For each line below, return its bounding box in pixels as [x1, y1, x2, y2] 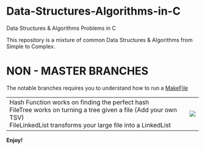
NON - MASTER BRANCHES [6, 64, 149, 78]
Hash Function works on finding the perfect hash [9, 98, 149, 106]
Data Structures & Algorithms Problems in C [6, 24, 117, 32]
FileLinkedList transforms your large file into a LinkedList [9, 121, 171, 129]
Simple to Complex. [6, 43, 56, 50]
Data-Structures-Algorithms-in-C [6, 4, 181, 18]
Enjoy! [6, 136, 23, 144]
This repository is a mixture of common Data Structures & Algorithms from [6, 36, 193, 43]
